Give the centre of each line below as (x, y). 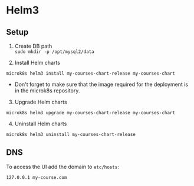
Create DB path (33, 46)
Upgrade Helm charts (41, 102)
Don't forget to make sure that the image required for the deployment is (101, 84)
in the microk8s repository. (47, 91)
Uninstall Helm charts (41, 124)
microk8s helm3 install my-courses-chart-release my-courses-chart (91, 74)
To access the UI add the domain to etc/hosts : (63, 167)
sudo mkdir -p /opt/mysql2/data (54, 52)
